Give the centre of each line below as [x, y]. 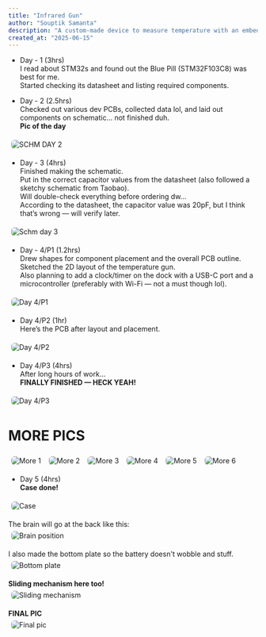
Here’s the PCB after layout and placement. [90, 329]
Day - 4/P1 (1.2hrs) [50, 250]
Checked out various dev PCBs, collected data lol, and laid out [121, 109]
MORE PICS [47, 436]
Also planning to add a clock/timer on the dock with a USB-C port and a [136, 275]
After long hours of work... [63, 374]
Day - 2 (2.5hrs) [46, 101]
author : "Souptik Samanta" [53, 23]
